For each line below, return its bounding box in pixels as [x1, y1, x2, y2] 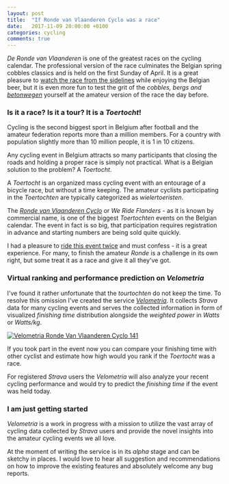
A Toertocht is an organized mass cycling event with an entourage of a [7, 179, 206, 187]
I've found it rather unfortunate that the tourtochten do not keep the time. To [7, 289, 221, 297]
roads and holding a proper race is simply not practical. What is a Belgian [7, 158, 213, 166]
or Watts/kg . [7, 318, 42, 326]
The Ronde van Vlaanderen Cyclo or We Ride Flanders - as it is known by [7, 207, 214, 215]
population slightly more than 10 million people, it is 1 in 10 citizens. [7, 138, 195, 146]
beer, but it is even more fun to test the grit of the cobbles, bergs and [7, 84, 202, 92]
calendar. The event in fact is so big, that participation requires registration [7, 221, 217, 229]
